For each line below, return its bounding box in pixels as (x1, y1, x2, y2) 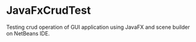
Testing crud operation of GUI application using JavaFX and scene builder (6, 23, 190, 31)
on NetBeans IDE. (6, 29, 50, 37)
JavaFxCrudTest (6, 4, 91, 17)
